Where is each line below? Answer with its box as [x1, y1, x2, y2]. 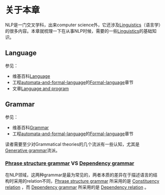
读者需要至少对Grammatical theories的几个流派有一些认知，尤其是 [5, 141, 140, 147]
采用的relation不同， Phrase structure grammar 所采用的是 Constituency [13, 178, 160, 184]
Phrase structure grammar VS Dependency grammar [5, 160, 134, 167]
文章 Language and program [12, 85, 69, 92]
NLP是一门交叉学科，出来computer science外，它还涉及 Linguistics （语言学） [5, 22, 161, 28]
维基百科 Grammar [12, 124, 49, 130]
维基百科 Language [12, 73, 50, 79]
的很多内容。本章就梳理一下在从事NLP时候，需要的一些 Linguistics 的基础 [5, 28, 152, 34]
